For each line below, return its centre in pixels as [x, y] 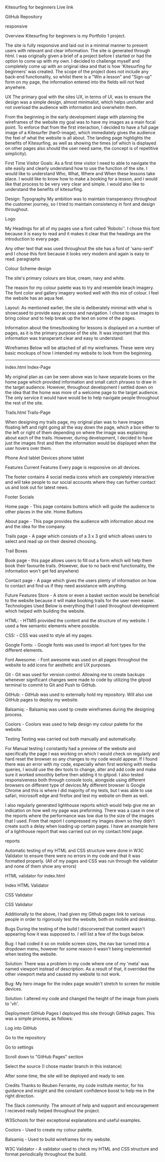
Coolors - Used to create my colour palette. [49, 1130]
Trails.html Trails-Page [28, 412]
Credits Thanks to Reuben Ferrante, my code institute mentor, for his [74, 1085]
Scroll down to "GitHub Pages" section [44, 1057]
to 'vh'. [12, 1004]
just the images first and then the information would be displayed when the [81, 443]
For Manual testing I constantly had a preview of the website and [70, 748]
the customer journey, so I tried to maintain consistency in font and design [80, 204]
